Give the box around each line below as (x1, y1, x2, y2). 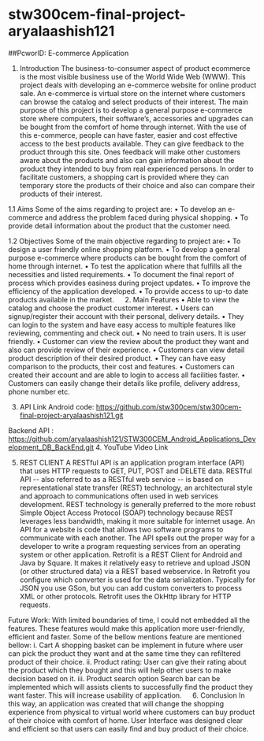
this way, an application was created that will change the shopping (8, 698, 225, 708)
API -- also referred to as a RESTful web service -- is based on (19, 474, 224, 484)
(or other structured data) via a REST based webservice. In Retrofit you (19, 566, 251, 576)
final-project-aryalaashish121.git (19, 410, 124, 420)
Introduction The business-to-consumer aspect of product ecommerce (19, 63, 251, 72)
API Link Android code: (19, 402, 95, 411)
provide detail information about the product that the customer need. (8, 220, 232, 230)
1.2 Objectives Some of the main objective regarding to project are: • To (8, 236, 241, 246)
